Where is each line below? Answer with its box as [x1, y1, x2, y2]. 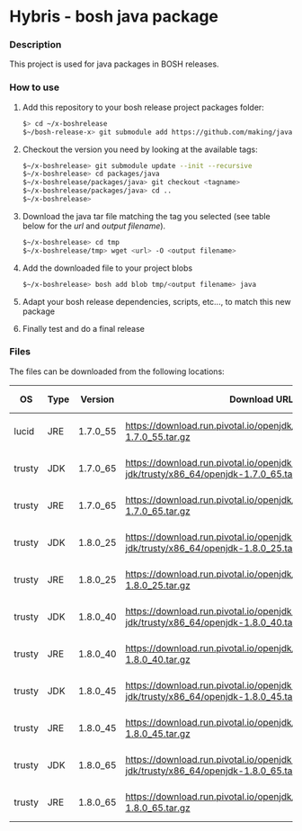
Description [9, 39, 62, 51]
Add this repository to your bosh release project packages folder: [22, 102, 265, 112]
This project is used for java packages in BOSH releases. [9, 58, 219, 69]
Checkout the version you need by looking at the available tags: [22, 144, 258, 155]
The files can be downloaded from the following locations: [9, 366, 225, 377]
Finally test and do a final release [22, 323, 146, 334]
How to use [9, 81, 60, 94]
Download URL [228, 393, 294, 406]
